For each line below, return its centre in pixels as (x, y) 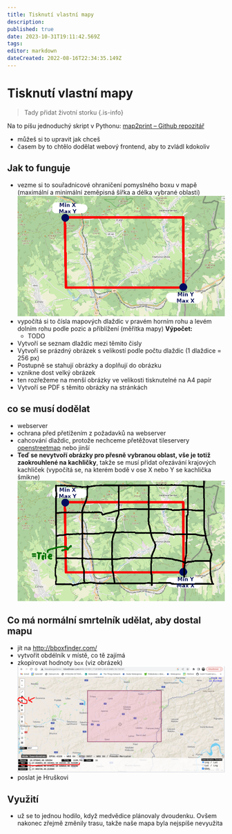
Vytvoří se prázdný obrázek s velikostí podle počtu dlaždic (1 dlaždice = (119, 350)
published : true (30, 29)
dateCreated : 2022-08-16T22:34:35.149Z (65, 59)
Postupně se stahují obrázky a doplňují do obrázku (89, 365)
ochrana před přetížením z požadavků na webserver (91, 433)
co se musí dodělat (49, 409)
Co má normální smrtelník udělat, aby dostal (104, 620)
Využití (23, 799)
